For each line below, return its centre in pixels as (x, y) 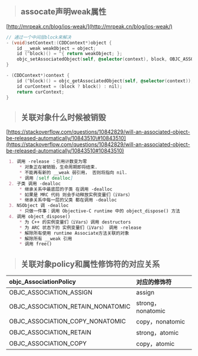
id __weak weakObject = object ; (56, 48)
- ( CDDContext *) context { (38, 76)
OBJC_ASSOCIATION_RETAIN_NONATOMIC (70, 306)
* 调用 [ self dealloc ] (46, 178)
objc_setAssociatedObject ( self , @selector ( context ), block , (92, 59)
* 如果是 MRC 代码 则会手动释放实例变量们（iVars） (76, 195)
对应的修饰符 (154, 282)
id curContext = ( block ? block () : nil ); (70, 86)
